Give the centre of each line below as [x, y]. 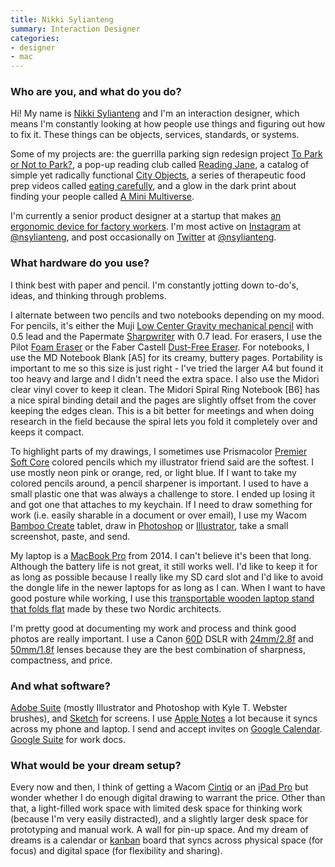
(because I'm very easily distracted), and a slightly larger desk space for [159, 819]
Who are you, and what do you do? [96, 92]
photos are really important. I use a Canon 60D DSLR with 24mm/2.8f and [162, 638]
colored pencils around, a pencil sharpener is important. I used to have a [159, 483]
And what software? [60, 686]
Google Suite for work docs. [68, 740]
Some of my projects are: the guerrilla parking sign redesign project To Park [166, 154]
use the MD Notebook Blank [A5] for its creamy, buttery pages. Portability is [166, 357]
